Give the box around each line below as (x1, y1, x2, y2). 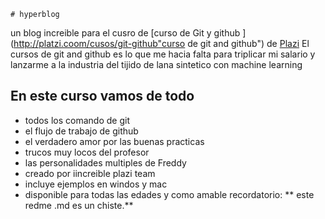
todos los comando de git (24, 114, 130, 126)
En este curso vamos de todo (10, 88, 195, 105)
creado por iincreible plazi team (24, 167, 156, 179)
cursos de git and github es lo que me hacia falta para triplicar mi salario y (10, 48, 316, 60)
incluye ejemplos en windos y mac (24, 178, 168, 190)
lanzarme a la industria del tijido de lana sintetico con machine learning (10, 59, 303, 70)
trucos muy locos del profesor (24, 146, 150, 158)
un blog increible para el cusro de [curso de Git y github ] (10, 27, 247, 39)
